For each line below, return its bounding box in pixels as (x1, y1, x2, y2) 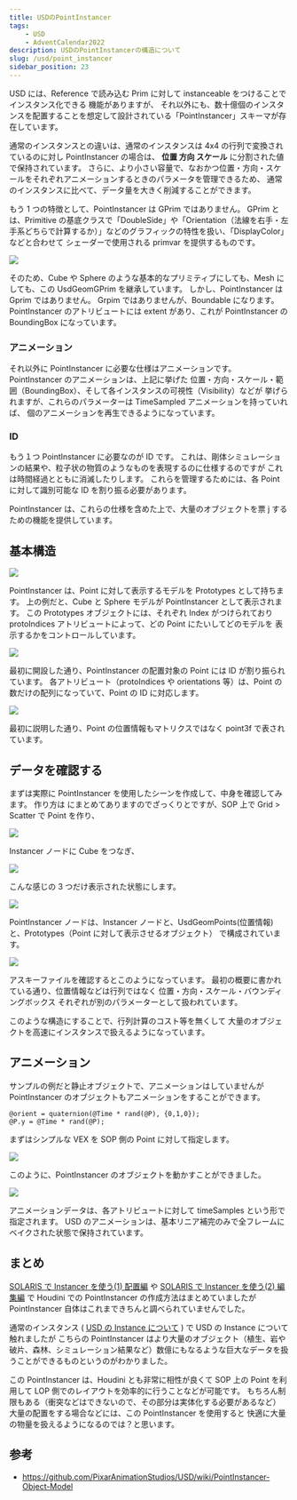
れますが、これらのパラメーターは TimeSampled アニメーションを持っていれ (9, 396, 288, 407)
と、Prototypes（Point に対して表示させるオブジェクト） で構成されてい (9, 928, 274, 938)
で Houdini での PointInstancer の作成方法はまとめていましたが (26, 1292, 257, 1303)
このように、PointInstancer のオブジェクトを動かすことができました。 (9, 1169, 266, 1180)
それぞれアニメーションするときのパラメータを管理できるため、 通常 (32, 173, 283, 184)
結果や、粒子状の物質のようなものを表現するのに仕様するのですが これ (24, 463, 284, 474)
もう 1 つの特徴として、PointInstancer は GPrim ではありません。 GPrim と (9, 203, 280, 214)
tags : (9, 21, 29, 30)
